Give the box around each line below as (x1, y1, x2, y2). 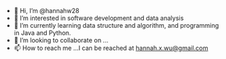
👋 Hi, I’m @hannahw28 (13, 7, 80, 15)
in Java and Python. (13, 28, 71, 37)
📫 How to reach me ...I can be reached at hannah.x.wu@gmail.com (13, 44, 209, 52)
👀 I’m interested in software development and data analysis (13, 14, 184, 22)
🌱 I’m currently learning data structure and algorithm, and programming (13, 22, 220, 29)
